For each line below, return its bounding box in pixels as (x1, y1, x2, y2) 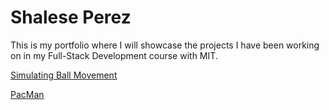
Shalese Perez (10, 6, 132, 29)
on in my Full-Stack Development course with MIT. (10, 49, 218, 61)
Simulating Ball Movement (10, 69, 118, 81)
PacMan (10, 88, 45, 100)
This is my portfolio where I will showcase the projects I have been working (10, 39, 320, 51)
